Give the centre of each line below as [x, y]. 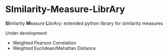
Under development [26, 33]
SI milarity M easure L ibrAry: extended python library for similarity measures [84, 23]
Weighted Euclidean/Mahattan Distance [54, 48]
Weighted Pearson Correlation [44, 43]
